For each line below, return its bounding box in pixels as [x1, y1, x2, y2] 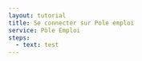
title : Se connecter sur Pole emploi [8, 19, 135, 27]
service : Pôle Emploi [8, 26, 81, 34]
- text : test [15, 41, 59, 49]
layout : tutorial [8, 11, 67, 20]
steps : [8, 33, 30, 42]
